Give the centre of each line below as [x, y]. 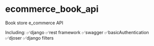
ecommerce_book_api [52, 9]
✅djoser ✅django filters [29, 38]
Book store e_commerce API [34, 23]
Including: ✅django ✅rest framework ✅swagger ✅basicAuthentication [77, 32]
